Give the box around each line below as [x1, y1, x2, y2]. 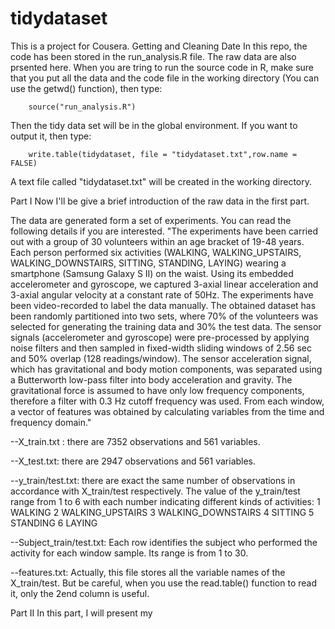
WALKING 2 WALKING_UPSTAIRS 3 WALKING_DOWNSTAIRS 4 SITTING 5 [10, 506, 315, 518]
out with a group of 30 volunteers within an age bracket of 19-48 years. [10, 235, 305, 247]
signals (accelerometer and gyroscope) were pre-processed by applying [10, 331, 310, 343]
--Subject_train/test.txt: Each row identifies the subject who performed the [10, 536, 318, 548]
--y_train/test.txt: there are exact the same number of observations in [10, 474, 296, 486]
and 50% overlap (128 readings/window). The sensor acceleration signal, [10, 352, 312, 364]
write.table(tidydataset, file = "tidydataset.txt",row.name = [28, 149, 298, 159]
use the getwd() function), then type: [10, 82, 163, 94]
